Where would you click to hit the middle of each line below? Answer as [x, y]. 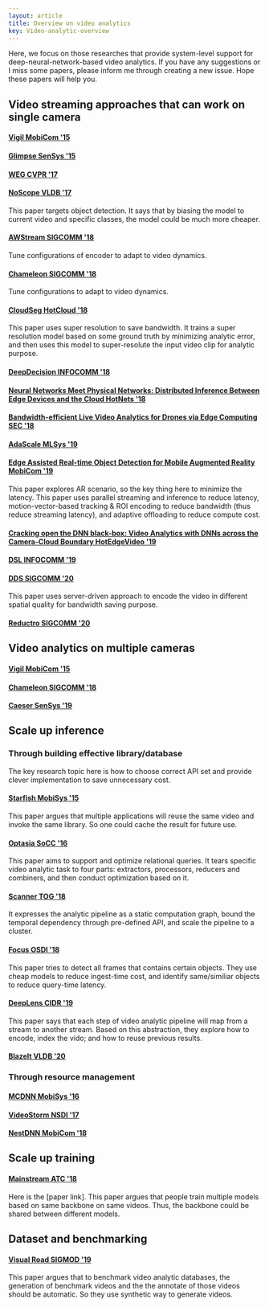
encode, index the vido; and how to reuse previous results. [105, 1038]
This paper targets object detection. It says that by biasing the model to [126, 211]
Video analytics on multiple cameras [102, 648]
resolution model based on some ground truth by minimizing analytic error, [132, 336]
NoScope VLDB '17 [40, 193]
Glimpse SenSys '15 [42, 156]
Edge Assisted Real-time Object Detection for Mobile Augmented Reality [132, 462]
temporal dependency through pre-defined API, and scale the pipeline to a [131, 923]
